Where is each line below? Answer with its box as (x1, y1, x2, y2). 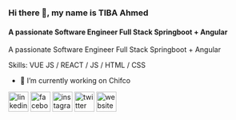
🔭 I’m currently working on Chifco (19, 76, 130, 86)
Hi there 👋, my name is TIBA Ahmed (8, 7, 149, 18)
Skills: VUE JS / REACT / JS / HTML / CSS (8, 60, 146, 70)
